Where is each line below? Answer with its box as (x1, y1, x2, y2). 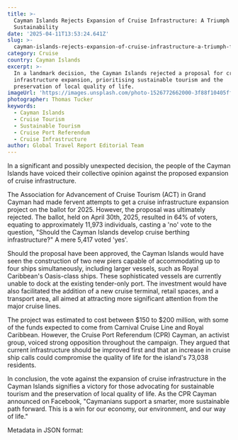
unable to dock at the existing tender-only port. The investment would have (7, 279, 227, 288)
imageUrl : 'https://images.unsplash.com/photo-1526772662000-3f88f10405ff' (7, 89, 236, 96)
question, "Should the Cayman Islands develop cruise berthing (7, 228, 190, 237)
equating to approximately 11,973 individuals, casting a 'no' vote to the (7, 220, 212, 229)
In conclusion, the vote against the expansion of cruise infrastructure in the (7, 375, 227, 383)
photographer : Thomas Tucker (7, 96, 93, 103)
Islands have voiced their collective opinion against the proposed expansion (7, 169, 229, 178)
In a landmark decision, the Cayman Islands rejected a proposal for (13, 69, 223, 77)
